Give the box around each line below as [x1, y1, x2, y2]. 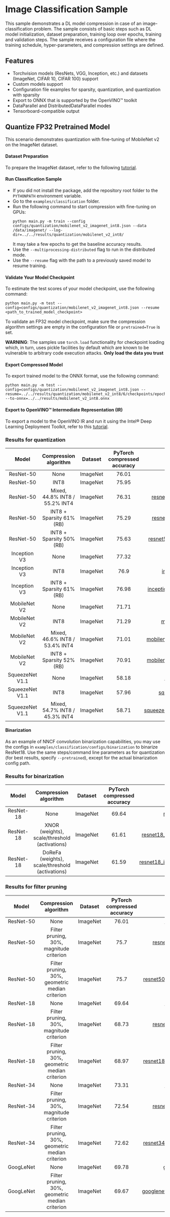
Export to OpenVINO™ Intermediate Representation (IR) [5, 406, 123, 412]
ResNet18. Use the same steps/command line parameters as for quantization [5, 749, 165, 755]
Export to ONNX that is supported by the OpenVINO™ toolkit [12, 97, 138, 103]
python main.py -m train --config [12, 218, 86, 224]
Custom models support [12, 81, 63, 87]
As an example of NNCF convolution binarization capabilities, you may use [5, 739, 161, 745]
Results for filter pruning [5, 883, 67, 890]
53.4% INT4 [44, 642, 73, 649]
